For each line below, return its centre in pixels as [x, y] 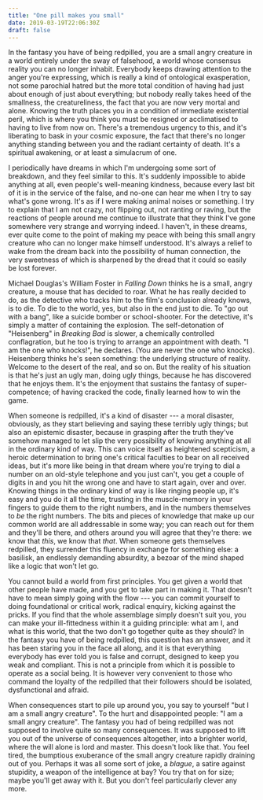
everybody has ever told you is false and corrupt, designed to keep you [124, 657]
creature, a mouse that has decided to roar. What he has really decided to [127, 292]
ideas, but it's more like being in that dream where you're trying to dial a [124, 466]
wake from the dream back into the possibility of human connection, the [124, 252]
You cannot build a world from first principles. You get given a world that [125, 581]
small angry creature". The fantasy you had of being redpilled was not [121, 722]
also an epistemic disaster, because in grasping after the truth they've [121, 433]
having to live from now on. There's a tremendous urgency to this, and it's [128, 127]
